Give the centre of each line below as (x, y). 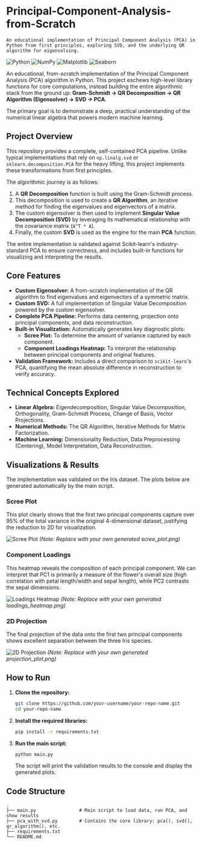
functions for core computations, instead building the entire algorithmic (95, 86)
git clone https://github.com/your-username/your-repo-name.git (97, 703)
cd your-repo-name (38, 709)
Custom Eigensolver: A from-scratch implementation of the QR (94, 290)
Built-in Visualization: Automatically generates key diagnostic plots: (100, 329)
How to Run (28, 678)
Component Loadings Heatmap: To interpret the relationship (100, 348)
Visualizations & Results (53, 465)
